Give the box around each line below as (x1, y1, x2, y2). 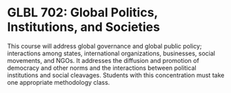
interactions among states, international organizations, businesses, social (7, 49, 216, 57)
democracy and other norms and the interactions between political (7, 64, 197, 72)
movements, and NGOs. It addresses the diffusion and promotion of (7, 56, 200, 64)
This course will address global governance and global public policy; (7, 42, 202, 50)
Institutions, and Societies (7, 19, 161, 35)
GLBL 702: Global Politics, (7, 5, 159, 21)
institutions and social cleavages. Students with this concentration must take (7, 70, 225, 79)
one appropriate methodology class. (7, 78, 110, 86)
